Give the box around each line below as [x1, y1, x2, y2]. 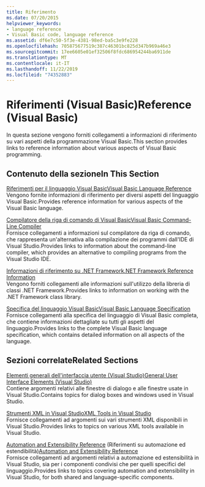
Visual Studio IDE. [6, 255, 51, 262]
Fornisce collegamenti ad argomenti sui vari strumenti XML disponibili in [6, 416, 188, 423]
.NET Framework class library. [6, 293, 83, 300]
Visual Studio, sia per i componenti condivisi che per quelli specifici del [6, 460, 185, 467]
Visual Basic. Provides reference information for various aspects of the [6, 198, 184, 205]
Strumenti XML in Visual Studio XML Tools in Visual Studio [6, 409, 152, 417]
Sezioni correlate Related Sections [6, 355, 139, 366]
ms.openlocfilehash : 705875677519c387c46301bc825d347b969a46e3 [6, 43, 171, 50]
